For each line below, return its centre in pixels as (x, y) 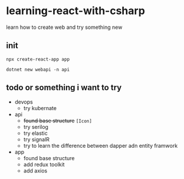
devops (24, 102)
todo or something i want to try (64, 87)
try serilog (36, 127)
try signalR (37, 139)
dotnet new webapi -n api (38, 69)
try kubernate (40, 108)
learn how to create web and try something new (64, 27)
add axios (35, 170)
